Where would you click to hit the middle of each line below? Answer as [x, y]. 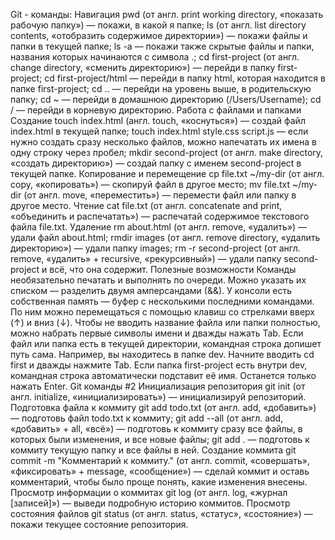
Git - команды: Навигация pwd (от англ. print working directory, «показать [167, 14]
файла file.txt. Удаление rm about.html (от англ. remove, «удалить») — [159, 227]
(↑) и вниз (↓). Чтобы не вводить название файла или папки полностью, [165, 322]
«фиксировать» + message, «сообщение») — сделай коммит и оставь [160, 471]
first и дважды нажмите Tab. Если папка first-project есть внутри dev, [159, 365]
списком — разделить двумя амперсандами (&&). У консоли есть [151, 290]
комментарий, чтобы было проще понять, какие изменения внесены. [159, 482]
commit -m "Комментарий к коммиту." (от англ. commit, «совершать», [160, 460]
